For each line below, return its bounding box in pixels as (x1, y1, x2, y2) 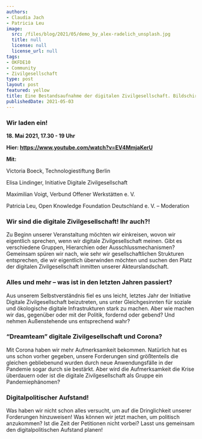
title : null (11, 37, 42, 43)
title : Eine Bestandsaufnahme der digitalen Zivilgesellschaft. (6, 93, 171, 99)
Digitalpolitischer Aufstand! (6, 393, 89, 402)
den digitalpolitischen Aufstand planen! (6, 426, 103, 434)
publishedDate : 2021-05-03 (6, 98, 74, 104)
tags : (6, 54, 20, 60)
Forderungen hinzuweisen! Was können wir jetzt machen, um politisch (6, 414, 180, 421)
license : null (11, 43, 47, 49)
